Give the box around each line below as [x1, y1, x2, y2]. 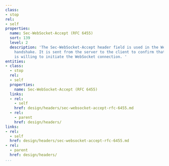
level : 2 [10, 40, 28, 45]
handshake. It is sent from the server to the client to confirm [14, 49, 154, 54]
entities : [5, 59, 26, 64]
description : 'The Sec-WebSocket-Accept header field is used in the [10, 45, 158, 50]
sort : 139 [10, 36, 30, 41]
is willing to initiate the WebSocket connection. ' [14, 54, 127, 59]
